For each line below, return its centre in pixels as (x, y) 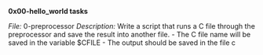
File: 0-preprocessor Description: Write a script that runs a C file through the (131, 26)
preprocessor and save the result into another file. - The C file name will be (130, 34)
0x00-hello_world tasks (48, 11)
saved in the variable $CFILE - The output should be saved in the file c (122, 43)
